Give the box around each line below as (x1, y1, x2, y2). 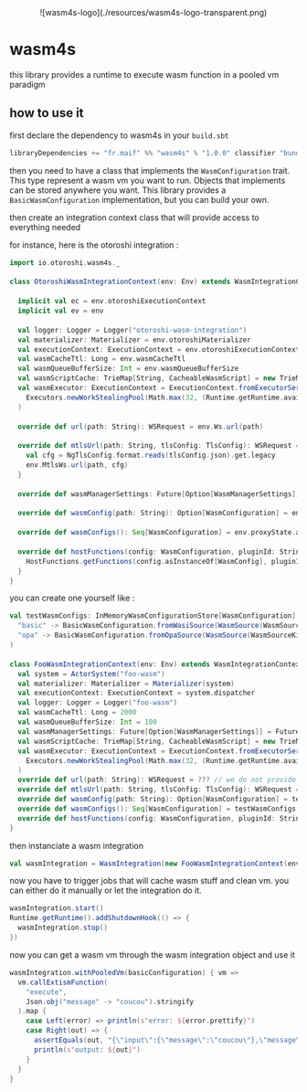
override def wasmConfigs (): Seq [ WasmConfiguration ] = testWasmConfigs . (17, 804, 301, 813)
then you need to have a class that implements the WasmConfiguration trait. (9, 164, 291, 175)
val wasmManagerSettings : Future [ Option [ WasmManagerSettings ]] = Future (17, 726, 301, 737)
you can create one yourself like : (9, 592, 135, 604)
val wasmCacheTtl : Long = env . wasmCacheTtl (17, 355, 185, 364)
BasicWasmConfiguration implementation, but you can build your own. (9, 194, 270, 205)
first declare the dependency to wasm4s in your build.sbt (9, 130, 229, 141)
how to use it (9, 105, 84, 121)
